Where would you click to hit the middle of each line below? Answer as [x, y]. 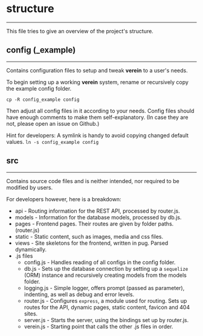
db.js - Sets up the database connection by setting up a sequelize [106, 268]
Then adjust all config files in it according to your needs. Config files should [100, 111]
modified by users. [30, 187]
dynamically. [31, 249]
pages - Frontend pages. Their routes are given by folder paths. [94, 224]
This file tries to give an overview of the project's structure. [80, 31]
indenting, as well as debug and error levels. [79, 294]
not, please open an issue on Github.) [53, 123]
